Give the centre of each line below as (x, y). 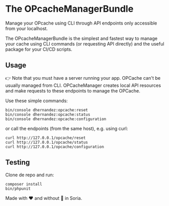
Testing (18, 162)
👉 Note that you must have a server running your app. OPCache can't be (83, 78)
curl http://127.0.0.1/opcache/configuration (55, 147)
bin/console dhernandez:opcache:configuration (56, 119)
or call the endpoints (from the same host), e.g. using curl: (67, 128)
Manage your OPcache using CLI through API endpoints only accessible (81, 23)
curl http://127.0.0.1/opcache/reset (46, 138)
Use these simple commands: (37, 101)
